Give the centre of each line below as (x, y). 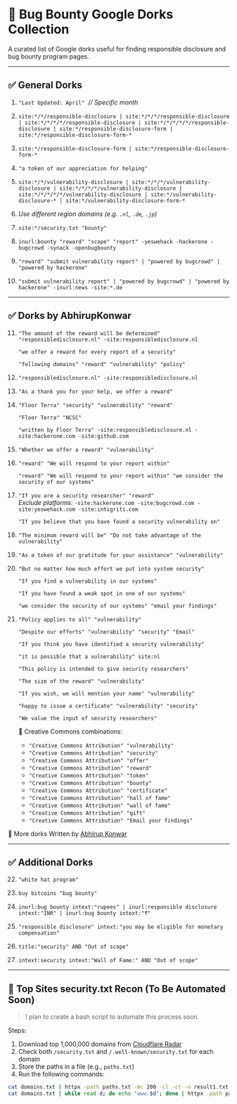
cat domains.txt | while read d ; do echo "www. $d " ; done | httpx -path (115, 1094)
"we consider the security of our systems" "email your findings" (117, 606)
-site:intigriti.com (108, 509)
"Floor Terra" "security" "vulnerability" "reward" (95, 405)
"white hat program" (48, 880)
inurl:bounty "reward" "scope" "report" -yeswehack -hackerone (113, 242)
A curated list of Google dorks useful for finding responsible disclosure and (117, 49)
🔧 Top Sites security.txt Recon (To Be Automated (117, 989)
